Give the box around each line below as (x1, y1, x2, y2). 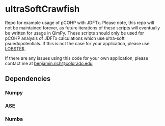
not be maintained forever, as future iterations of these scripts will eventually (5, 25, 160, 30)
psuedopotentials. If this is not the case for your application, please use (5, 40, 150, 46)
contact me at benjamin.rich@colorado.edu (5, 60, 93, 66)
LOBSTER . (5, 46, 26, 51)
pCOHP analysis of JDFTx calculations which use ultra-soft (5, 35, 125, 41)
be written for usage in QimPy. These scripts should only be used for (5, 30, 144, 36)
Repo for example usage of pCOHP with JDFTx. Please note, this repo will (5, 20, 154, 25)
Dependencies (5, 75, 51, 83)
